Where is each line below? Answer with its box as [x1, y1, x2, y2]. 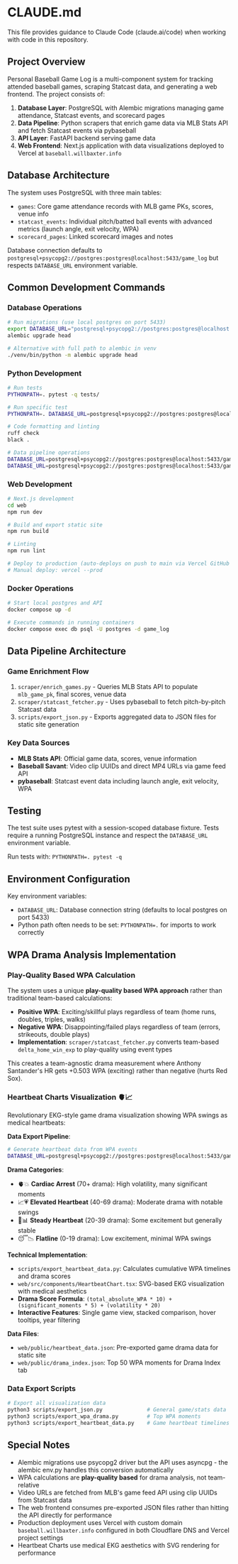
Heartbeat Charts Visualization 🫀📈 [7, 1092, 133, 1102]
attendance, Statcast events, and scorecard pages [17, 111, 165, 119]
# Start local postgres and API [7, 600, 103, 607]
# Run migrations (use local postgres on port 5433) [7, 319, 166, 326]
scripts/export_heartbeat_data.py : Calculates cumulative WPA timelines [17, 1264, 231, 1272]
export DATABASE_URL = [7, 326, 72, 333]
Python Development [7, 368, 82, 378]
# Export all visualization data [7, 1399, 106, 1407]
